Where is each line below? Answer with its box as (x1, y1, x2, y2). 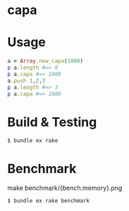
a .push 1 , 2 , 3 (7, 77, 46, 84)
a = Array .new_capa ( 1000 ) (7, 58, 83, 65)
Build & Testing (7, 114, 97, 130)
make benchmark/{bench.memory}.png (7, 184, 123, 192)
